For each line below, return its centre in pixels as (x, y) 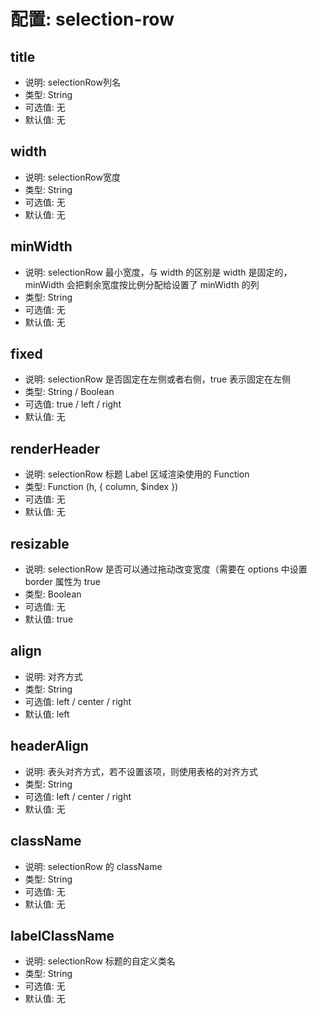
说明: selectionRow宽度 (72, 177)
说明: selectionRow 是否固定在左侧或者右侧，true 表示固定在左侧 (158, 379)
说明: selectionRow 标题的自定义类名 (100, 961)
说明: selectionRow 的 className (93, 866)
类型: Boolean (53, 594)
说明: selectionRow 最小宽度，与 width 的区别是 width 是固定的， (158, 272)
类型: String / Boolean (69, 392)
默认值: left (47, 714)
